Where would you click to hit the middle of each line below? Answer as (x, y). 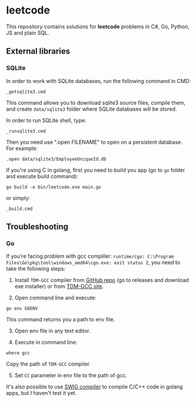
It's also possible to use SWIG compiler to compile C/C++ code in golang (94, 387)
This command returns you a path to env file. (61, 320)
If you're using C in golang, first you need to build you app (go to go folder (96, 170)
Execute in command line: (46, 343)
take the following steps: (36, 269)
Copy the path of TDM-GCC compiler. (49, 364)
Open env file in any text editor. (52, 331)
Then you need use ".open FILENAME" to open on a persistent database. (94, 142)
